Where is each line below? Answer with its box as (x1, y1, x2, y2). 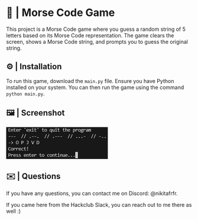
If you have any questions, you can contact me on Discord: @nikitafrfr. (6, 190, 178, 197)
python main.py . (6, 90, 46, 97)
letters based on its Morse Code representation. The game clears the (6, 31, 174, 39)
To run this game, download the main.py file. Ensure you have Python (6, 77, 174, 84)
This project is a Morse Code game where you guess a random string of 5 (6, 25, 186, 33)
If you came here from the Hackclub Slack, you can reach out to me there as (6, 202, 192, 209)
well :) (6, 208, 21, 215)
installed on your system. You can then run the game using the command (6, 84, 184, 91)
